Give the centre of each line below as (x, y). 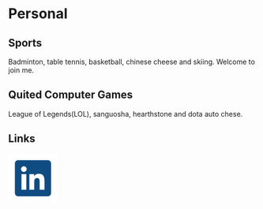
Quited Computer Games (71, 95)
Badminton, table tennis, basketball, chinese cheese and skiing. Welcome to (131, 62)
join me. (21, 70)
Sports (25, 43)
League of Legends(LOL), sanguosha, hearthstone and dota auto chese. (126, 114)
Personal (38, 14)
